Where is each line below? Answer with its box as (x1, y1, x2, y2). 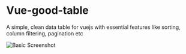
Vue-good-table (6, 4, 89, 17)
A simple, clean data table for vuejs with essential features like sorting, (6, 23, 181, 31)
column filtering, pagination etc (6, 29, 83, 37)
